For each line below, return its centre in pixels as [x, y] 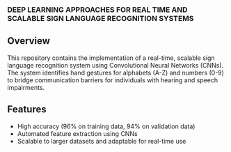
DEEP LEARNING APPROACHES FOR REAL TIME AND [97, 10]
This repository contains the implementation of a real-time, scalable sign [111, 58]
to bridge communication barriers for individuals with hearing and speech [113, 80]
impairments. [26, 87]
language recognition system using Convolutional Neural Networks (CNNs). [115, 65]
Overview [29, 41]
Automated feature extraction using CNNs [77, 133]
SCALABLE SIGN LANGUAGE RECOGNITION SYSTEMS [101, 18]
